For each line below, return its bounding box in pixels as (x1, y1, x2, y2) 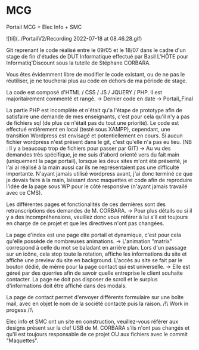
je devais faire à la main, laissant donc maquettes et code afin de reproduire (6, 176, 192, 183)
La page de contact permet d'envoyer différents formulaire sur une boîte (6, 293, 184, 300)
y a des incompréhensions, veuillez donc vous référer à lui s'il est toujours (6, 213, 188, 220)
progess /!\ (6, 306, 33, 314)
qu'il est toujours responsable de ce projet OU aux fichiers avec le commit (6, 330, 188, 337)
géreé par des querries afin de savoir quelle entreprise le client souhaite (6, 269, 184, 277)
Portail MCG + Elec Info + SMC (6, 23, 82, 30)
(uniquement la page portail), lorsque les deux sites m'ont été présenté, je (6, 157, 188, 164)
